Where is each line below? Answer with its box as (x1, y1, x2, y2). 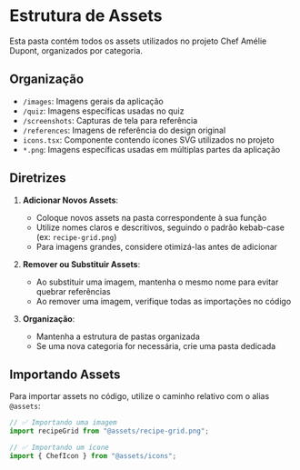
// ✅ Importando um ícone (9, 443, 109, 453)
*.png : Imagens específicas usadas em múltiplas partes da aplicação (22, 144, 281, 155)
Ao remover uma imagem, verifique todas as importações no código (35, 295, 292, 306)
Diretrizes (9, 170, 66, 186)
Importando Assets (9, 366, 121, 382)
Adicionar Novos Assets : (22, 195, 119, 205)
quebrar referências (35, 285, 111, 296)
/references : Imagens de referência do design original (22, 125, 226, 135)
